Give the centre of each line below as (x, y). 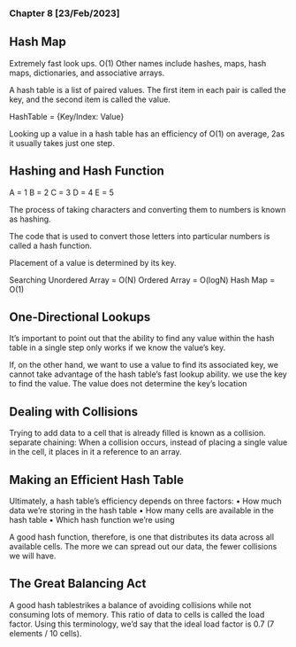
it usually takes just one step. (62, 143)
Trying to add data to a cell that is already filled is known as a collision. (138, 433)
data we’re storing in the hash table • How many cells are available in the (141, 510)
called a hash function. (51, 246)
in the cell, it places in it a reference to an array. (96, 452)
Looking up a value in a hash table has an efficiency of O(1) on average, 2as (147, 133)
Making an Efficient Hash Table (96, 480)
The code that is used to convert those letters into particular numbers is (140, 236)
